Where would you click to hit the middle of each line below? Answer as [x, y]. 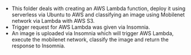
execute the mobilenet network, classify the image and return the [90, 39]
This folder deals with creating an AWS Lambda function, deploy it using [98, 8]
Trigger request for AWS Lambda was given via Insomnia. [81, 27]
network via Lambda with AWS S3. [53, 21]
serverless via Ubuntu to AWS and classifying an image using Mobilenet [98, 15]
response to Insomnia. [38, 46]
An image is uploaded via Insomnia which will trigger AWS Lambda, [93, 33]
